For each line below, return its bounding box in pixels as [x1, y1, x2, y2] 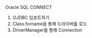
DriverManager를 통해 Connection [12, 27, 83, 33]
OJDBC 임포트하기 [12, 14, 50, 20]
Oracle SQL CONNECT [5, 4, 52, 10]
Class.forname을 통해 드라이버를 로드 [12, 21, 87, 26]
